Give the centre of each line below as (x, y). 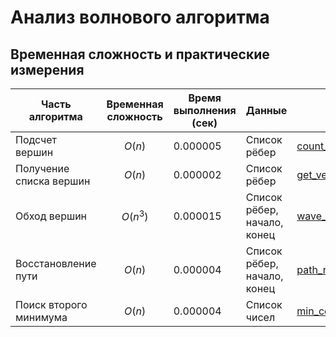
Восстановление (56, 263)
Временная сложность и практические (140, 54)
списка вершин (53, 181)
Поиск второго (51, 304)
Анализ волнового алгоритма (140, 17)
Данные (266, 110)
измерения (47, 69)
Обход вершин (51, 216)
